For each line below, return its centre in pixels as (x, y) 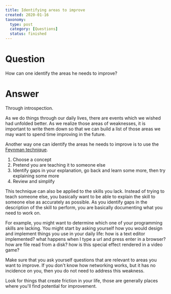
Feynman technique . (27, 149)
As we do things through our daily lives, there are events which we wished (83, 118)
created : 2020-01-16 (27, 15)
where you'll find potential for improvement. (51, 286)
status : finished (28, 34)
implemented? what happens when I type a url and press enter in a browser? (85, 239)
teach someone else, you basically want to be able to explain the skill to (80, 196)
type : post (21, 24)
